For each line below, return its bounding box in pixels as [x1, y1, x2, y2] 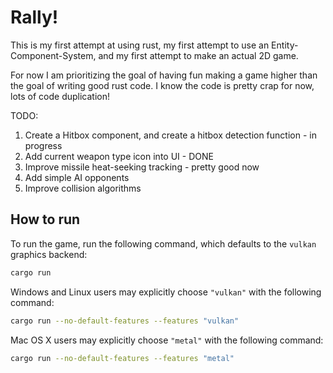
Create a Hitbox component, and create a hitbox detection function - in [24, 129, 317, 141]
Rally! [10, 6, 59, 29]
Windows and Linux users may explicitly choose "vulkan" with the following [10, 286, 322, 298]
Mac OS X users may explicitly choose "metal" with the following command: [10, 334, 324, 346]
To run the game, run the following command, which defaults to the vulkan [10, 237, 317, 250]
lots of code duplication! [10, 90, 110, 102]
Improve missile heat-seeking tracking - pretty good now [24, 161, 260, 173]
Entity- [271, 39, 299, 51]
